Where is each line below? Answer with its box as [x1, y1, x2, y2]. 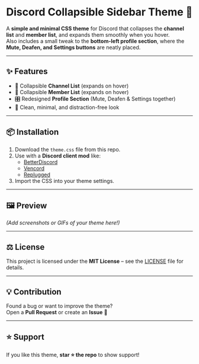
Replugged [23, 171, 50, 178]
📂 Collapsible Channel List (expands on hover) [14, 82, 129, 89]
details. [6, 264, 24, 271]
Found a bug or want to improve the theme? [6, 302, 113, 310]
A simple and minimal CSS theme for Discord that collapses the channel [6, 25, 185, 32]
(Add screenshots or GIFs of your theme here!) [6, 219, 120, 227]
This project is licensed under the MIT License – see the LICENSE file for [6, 257, 184, 265]
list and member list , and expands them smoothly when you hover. [6, 31, 170, 38]
